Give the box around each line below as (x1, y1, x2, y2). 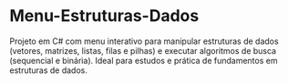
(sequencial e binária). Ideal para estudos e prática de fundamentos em (9, 55, 278, 66)
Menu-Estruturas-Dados (9, 5, 200, 26)
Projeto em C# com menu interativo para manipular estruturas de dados (9, 36, 280, 47)
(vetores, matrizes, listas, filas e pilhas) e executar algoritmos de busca (9, 45, 276, 56)
